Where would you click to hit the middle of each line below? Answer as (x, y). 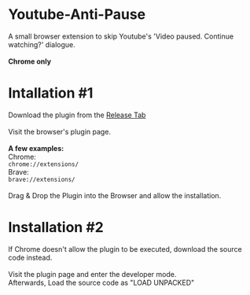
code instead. (30, 257)
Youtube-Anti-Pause (77, 15)
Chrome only (30, 61)
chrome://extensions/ (44, 164)
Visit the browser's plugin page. (60, 131)
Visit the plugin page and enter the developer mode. (92, 274)
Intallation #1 (51, 93)
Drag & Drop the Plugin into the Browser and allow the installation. (115, 195)
